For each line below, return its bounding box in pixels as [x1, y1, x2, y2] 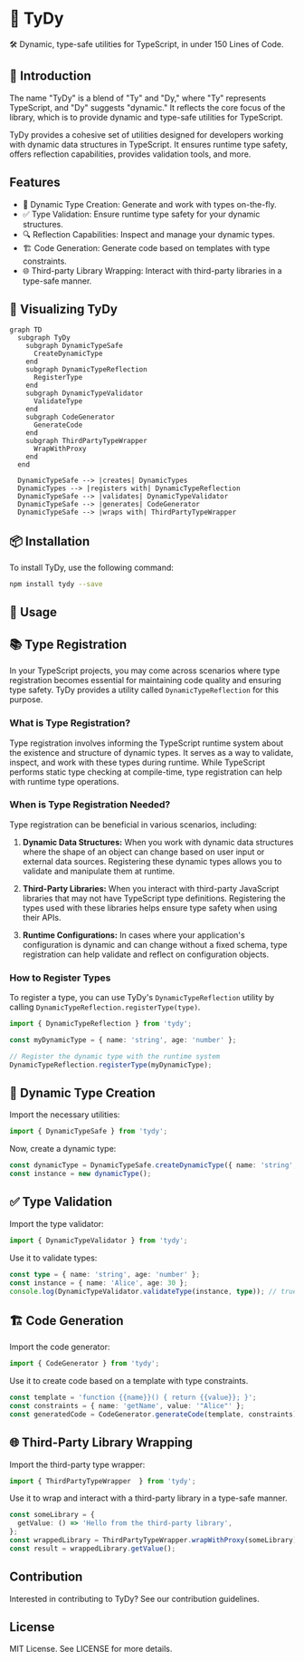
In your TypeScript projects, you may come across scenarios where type [9, 665, 280, 676]
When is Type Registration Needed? [9, 798, 171, 811]
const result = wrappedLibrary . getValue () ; [9, 1544, 176, 1553]
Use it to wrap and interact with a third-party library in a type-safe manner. [9, 1492, 288, 1503]
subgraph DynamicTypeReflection [25, 365, 147, 374]
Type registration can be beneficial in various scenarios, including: [9, 819, 258, 830]
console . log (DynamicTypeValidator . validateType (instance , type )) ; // [9, 1287, 278, 1296]
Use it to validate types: [9, 1252, 98, 1263]
